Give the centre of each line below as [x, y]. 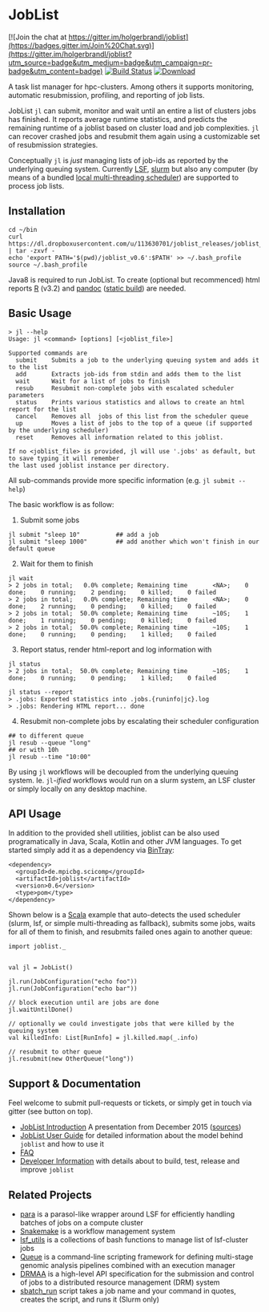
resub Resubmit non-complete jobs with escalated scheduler [125, 388]
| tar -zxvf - [32, 250]
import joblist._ [37, 947]
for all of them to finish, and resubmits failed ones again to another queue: [130, 932]
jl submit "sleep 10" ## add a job [84, 534]
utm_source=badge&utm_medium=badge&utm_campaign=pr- [110, 63]
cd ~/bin [23, 229]
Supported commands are [48, 353]
